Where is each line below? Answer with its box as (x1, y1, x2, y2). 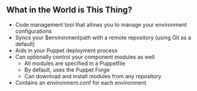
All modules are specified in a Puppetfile (24, 59, 126, 67)
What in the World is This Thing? (6, 5, 133, 15)
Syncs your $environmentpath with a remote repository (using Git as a (15, 33, 192, 41)
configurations (15, 27, 52, 35)
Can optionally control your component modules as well (15, 53, 155, 60)
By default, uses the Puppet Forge (24, 66, 110, 73)
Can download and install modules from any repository (24, 72, 162, 79)
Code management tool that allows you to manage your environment (15, 21, 187, 28)
